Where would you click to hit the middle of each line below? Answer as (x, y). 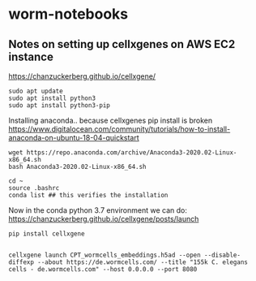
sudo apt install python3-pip (60, 106)
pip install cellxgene (47, 234)
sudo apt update (36, 91)
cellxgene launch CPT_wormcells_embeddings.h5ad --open (105, 255)
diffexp (21, 262)
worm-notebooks (68, 14)
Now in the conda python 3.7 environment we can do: (98, 210)
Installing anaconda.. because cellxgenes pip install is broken (111, 120)
